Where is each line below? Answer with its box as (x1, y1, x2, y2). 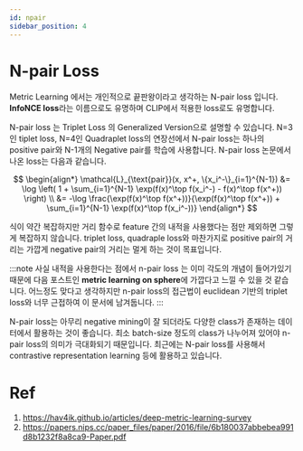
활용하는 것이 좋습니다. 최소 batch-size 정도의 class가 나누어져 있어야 (33, 327, 280, 339)
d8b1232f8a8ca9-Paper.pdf (22, 431, 127, 443)
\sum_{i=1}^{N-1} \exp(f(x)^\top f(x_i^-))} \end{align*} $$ (46, 202, 258, 213)
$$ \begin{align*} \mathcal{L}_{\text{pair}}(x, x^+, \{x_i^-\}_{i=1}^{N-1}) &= (13, 174, 291, 185)
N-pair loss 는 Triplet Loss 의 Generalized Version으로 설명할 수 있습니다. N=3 (9, 122, 294, 133)
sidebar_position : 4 (9, 22, 88, 31)
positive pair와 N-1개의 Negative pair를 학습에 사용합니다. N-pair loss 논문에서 (9, 145, 291, 155)
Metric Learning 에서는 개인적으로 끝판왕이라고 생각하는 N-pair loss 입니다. (9, 91, 279, 102)
